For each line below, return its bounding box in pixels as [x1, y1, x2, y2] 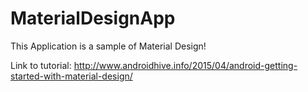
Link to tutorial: [10, 59, 72, 71]
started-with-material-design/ [10, 70, 133, 82]
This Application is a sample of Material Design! [10, 40, 207, 52]
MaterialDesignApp [10, 7, 176, 30]
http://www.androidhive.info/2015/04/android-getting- [73, 59, 298, 71]
